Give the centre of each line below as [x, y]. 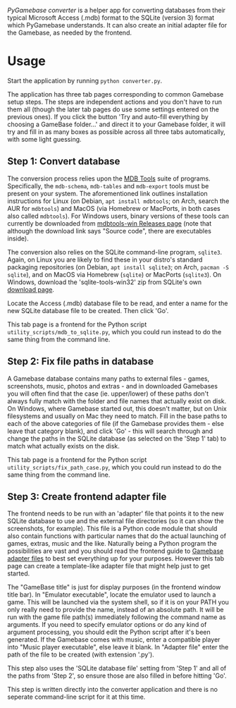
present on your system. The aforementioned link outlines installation [107, 193]
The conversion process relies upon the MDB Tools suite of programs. [109, 178]
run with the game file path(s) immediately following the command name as [117, 617]
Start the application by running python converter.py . [85, 80]
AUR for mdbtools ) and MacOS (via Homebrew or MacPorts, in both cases [114, 208]
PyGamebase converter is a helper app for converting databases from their [117, 10]
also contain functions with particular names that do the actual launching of [117, 536]
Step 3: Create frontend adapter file [87, 496]
